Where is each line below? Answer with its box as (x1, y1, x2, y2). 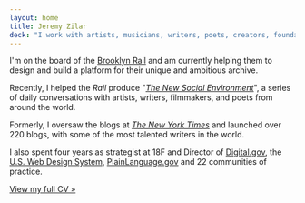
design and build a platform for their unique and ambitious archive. (9, 65, 259, 76)
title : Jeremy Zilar (9, 22, 88, 31)
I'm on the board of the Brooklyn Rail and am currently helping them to (9, 56, 272, 66)
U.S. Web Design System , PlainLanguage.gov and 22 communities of (9, 157, 268, 167)
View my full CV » (9, 184, 76, 195)
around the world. (9, 102, 76, 113)
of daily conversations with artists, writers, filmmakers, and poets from (9, 92, 273, 103)
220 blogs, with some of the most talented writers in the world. (9, 129, 245, 140)
